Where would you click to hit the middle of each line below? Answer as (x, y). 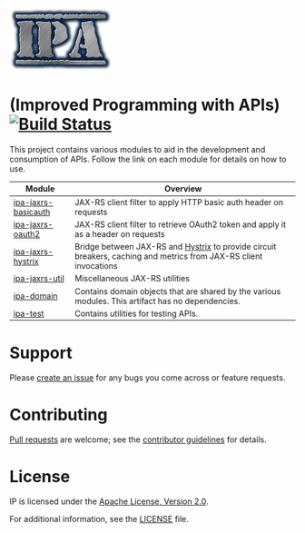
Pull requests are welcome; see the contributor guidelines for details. (138, 439)
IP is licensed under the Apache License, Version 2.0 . (109, 501)
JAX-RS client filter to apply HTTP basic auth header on (179, 202)
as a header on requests (120, 233)
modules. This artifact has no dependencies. (157, 301)
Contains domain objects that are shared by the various (178, 291)
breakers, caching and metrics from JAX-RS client (169, 256)
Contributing (59, 415)
